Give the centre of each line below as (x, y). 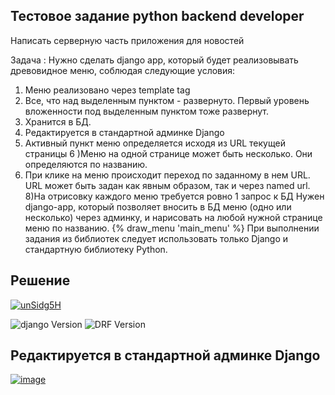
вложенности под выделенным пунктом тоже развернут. (147, 111)
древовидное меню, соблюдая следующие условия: (123, 70)
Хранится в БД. (58, 121)
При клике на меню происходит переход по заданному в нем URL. (167, 175)
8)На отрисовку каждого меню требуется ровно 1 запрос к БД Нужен (174, 196)
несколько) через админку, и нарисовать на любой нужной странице (173, 217)
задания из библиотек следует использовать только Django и (156, 238)
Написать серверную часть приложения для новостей (127, 40)
